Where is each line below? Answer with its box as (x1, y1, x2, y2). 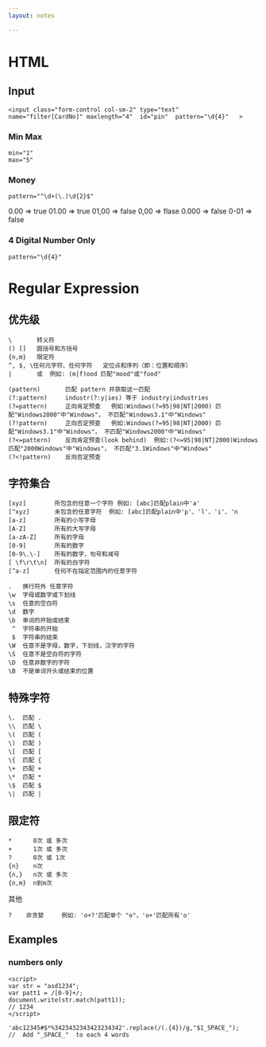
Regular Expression (8, 279, 140, 297)
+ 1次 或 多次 (8, 845, 68, 853)
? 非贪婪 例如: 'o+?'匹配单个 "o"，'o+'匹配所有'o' (8, 911, 191, 920)
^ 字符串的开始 (11, 625, 58, 633)
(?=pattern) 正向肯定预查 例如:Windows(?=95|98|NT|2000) (8, 402, 213, 410)
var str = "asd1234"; (8, 982, 80, 990)
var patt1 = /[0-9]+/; (8, 989, 83, 997)
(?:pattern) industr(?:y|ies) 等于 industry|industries (8, 393, 209, 402)
